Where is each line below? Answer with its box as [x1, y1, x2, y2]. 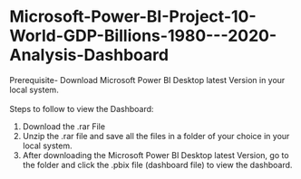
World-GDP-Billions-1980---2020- [9, 25, 277, 46]
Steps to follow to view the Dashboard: [9, 103, 154, 114]
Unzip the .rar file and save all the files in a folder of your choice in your [22, 130, 290, 141]
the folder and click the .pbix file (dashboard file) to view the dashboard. [22, 159, 293, 170]
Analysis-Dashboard [9, 45, 170, 65]
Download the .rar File [22, 120, 106, 132]
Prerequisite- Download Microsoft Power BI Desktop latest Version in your [9, 74, 286, 85]
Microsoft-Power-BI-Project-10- [9, 6, 257, 27]
